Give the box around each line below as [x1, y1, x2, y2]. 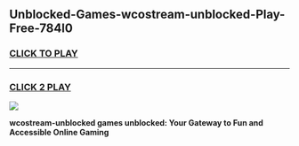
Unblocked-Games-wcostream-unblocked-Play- [9, 7, 286, 22]
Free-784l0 [9, 21, 73, 36]
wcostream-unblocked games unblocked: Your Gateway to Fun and [9, 117, 264, 127]
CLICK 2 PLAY [9, 81, 71, 93]
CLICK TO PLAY [9, 48, 78, 60]
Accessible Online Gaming [9, 127, 109, 137]
